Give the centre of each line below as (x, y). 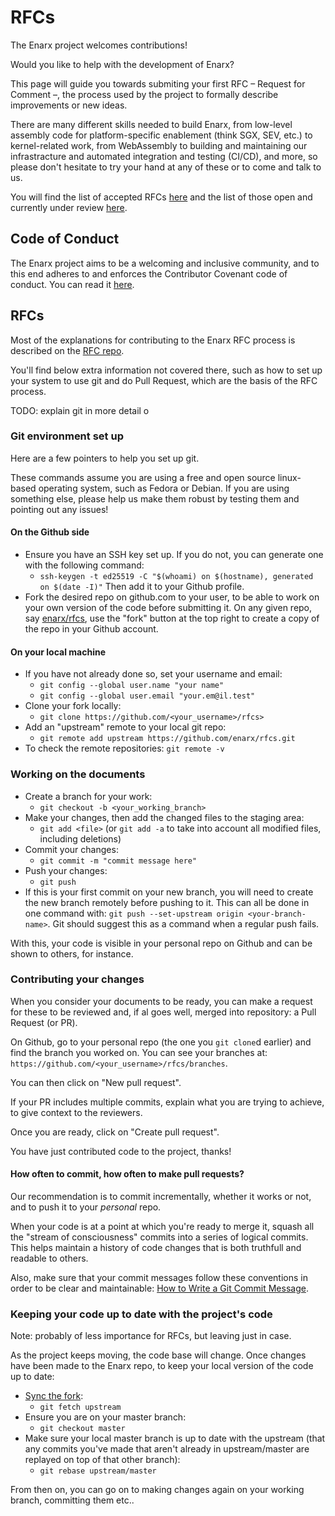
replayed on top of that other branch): (102, 1460)
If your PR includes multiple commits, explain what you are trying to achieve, (167, 1102)
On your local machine (58, 652)
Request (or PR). (44, 1022)
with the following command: (84, 565)
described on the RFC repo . (67, 350)
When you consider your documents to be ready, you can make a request (161, 1001)
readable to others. (49, 1258)
